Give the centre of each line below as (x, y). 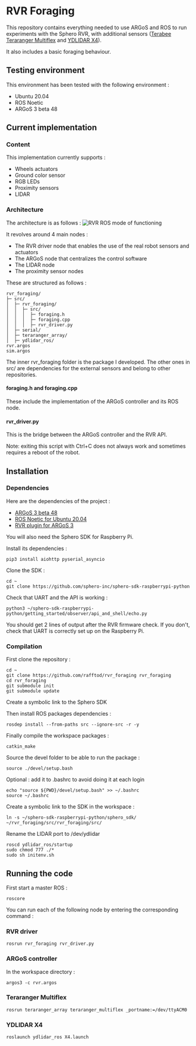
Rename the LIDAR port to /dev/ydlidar (53, 834)
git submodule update (33, 691)
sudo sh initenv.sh (30, 855)
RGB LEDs (27, 182)
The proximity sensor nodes (49, 271)
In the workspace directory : (41, 972)
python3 (16, 608)
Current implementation (51, 128)
